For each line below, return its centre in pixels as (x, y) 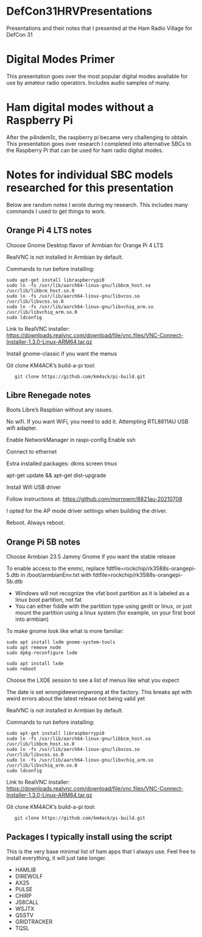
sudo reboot (21, 669)
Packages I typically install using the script (89, 837)
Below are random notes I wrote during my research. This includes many (97, 204)
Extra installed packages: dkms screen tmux (62, 464)
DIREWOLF (29, 876)
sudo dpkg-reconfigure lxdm (42, 653)
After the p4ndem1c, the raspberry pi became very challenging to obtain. (97, 137)
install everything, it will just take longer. (56, 858)
